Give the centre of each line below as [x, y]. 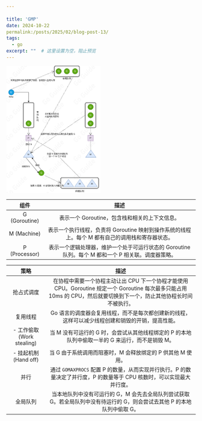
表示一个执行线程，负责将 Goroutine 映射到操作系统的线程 [119, 230]
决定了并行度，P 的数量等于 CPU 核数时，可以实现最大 [124, 377]
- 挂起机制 [26, 353]
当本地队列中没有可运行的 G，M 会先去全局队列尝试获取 [121, 394]
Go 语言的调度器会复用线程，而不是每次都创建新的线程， [121, 313]
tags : [13, 38]
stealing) [26, 343]
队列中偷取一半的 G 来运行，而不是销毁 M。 [121, 340]
